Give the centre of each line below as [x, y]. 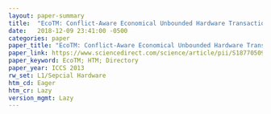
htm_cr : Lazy [30, 90]
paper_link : [28, 53]
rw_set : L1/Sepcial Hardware [57, 75]
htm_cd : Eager [32, 83]
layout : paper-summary [46, 16]
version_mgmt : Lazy [41, 98]
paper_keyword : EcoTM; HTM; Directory [73, 61]
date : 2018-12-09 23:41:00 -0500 [68, 31]
